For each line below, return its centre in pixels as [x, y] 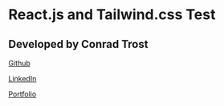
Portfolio [22, 94]
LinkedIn [22, 79]
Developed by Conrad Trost [78, 44]
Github [19, 63]
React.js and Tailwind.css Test [112, 15]
